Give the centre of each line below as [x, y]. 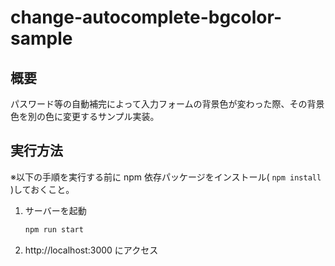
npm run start [54, 229]
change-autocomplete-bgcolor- [146, 17]
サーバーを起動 [55, 210]
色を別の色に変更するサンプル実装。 [85, 116]
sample [41, 38]
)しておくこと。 [42, 189]
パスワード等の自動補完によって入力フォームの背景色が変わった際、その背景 [167, 104]
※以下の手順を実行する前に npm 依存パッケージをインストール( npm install [166, 177]
